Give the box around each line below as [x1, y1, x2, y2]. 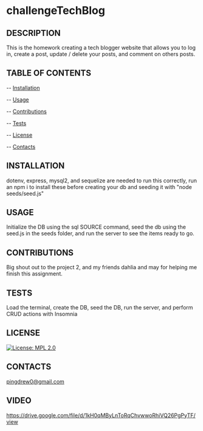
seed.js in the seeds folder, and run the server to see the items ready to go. [6, 230, 194, 237]
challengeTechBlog [6, 4, 105, 18]
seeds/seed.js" [6, 190, 44, 197]
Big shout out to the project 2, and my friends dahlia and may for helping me [6, 264, 198, 271]
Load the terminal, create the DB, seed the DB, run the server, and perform [6, 304, 193, 311]
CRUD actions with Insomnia [6, 311, 78, 318]
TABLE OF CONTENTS [6, 68, 91, 78]
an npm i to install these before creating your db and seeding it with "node [6, 183, 193, 190]
